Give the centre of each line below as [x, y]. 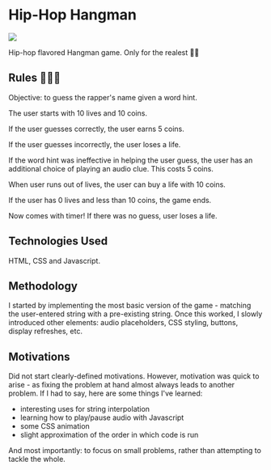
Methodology [43, 286]
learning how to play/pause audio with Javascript [102, 417]
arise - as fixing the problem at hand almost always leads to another [122, 385]
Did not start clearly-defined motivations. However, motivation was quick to [134, 376]
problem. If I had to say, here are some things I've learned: [106, 393]
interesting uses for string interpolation [85, 409]
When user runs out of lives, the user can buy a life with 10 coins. [117, 184]
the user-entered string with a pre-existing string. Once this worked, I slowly [135, 314]
